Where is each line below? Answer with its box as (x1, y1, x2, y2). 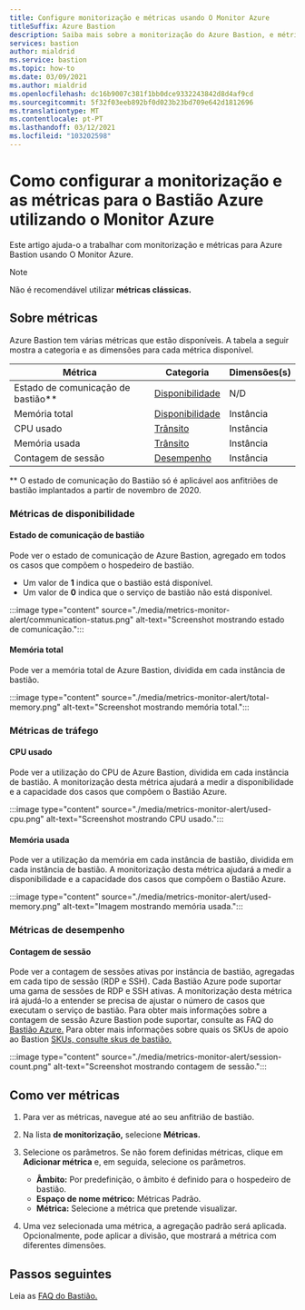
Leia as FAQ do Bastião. (9, 1291, 98, 1302)
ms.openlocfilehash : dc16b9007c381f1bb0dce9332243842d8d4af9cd (9, 89, 254, 98)
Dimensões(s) (229, 365, 291, 378)
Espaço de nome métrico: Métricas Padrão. (35, 1194, 202, 1205)
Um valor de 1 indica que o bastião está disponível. (22, 577, 213, 588)
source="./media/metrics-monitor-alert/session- (101, 1051, 282, 1063)
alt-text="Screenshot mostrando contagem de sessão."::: (53, 1061, 268, 1072)
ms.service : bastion (9, 55, 88, 65)
